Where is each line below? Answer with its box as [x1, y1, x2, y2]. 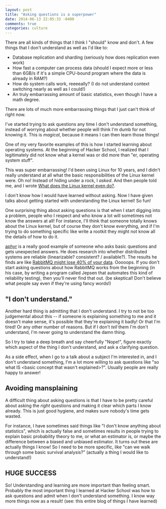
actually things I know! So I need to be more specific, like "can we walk [5, 444, 151, 450]
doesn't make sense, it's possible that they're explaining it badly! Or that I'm [5, 318, 161, 324]
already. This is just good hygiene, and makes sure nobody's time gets [5, 407, 150, 413]
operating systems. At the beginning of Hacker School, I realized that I [5, 147, 149, 153]
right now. [5, 111, 26, 117]
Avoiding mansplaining [5, 384, 78, 393]
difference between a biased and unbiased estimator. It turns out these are [5, 438, 158, 444]
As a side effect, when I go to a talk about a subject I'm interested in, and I [5, 354, 157, 360]
